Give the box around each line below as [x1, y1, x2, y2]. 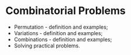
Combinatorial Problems [5, 4, 126, 18]
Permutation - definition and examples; [13, 23, 108, 30]
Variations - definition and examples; [13, 29, 103, 36]
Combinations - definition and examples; [13, 36, 112, 43]
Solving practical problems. [13, 42, 80, 49]
